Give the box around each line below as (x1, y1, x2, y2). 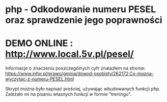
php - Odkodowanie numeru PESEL (5, 4, 156, 15)
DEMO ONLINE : (5, 38, 73, 49)
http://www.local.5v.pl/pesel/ (5, 48, 134, 60)
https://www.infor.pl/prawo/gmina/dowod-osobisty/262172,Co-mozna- (5, 71, 154, 77)
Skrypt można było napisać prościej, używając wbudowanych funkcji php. (5, 86, 160, 92)
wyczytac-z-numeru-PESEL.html (5, 76, 74, 82)
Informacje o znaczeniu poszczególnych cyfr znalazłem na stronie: (5, 65, 146, 72)
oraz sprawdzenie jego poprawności (5, 14, 162, 26)
